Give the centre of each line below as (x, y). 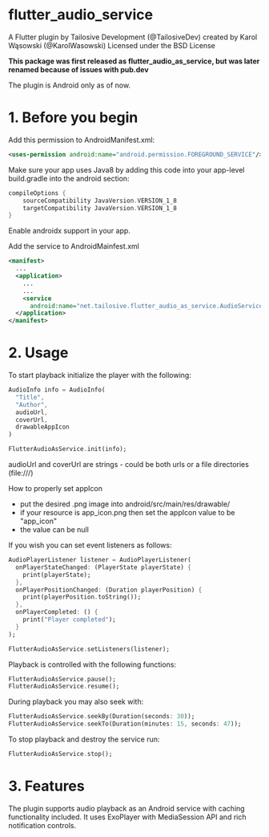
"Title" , (30, 397)
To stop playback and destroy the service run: (84, 739)
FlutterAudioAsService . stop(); (60, 754)
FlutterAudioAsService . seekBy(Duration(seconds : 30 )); (102, 717)
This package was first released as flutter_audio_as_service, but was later (134, 61)
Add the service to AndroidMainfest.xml (74, 246)
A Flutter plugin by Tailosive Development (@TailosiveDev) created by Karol (133, 37)
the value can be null (54, 530)
